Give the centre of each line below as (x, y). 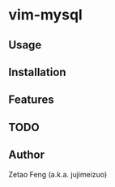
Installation (37, 72)
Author (26, 155)
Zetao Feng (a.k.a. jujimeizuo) (58, 174)
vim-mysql (45, 15)
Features (31, 100)
